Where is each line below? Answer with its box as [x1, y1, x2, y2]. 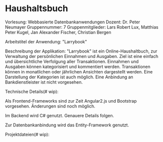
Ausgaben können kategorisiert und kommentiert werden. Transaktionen [5, 64, 151, 70]
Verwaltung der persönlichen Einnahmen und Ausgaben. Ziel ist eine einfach [5, 53, 159, 59]
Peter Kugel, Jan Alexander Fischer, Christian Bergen [5, 29, 111, 35]
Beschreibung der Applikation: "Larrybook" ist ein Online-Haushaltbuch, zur [5, 48, 157, 54]
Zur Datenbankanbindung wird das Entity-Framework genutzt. [5, 122, 129, 128]
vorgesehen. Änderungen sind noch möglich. [5, 103, 96, 109]
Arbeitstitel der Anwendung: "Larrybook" [5, 38, 87, 44]
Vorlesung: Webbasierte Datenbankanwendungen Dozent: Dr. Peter [5, 19, 140, 25]
